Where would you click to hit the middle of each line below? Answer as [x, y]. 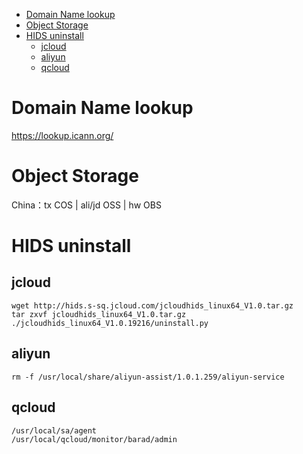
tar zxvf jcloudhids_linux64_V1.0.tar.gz [99, 314]
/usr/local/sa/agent [54, 430]
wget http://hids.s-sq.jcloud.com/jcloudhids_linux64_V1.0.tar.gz [152, 305]
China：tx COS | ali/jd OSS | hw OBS [86, 205]
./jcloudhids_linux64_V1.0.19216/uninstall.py [110, 323]
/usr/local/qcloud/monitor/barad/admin [94, 439]
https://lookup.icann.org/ [62, 135]
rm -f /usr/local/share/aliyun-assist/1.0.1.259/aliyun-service [148, 377]
